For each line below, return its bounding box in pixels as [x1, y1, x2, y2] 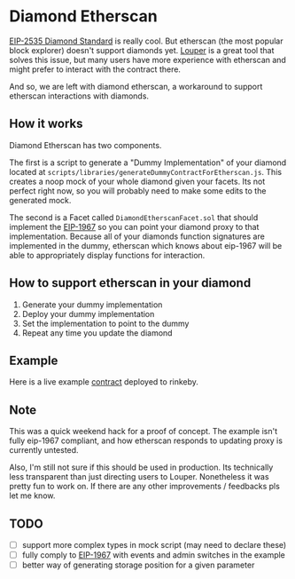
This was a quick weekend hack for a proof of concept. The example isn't [9, 426, 278, 437]
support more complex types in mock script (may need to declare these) [21, 540, 287, 550]
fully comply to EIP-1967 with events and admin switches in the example [21, 550, 286, 560]
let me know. [9, 490, 56, 501]
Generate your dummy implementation [21, 299, 163, 310]
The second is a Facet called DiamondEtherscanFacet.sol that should [9, 211, 259, 223]
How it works [9, 116, 83, 131]
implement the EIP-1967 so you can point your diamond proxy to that [9, 221, 260, 232]
